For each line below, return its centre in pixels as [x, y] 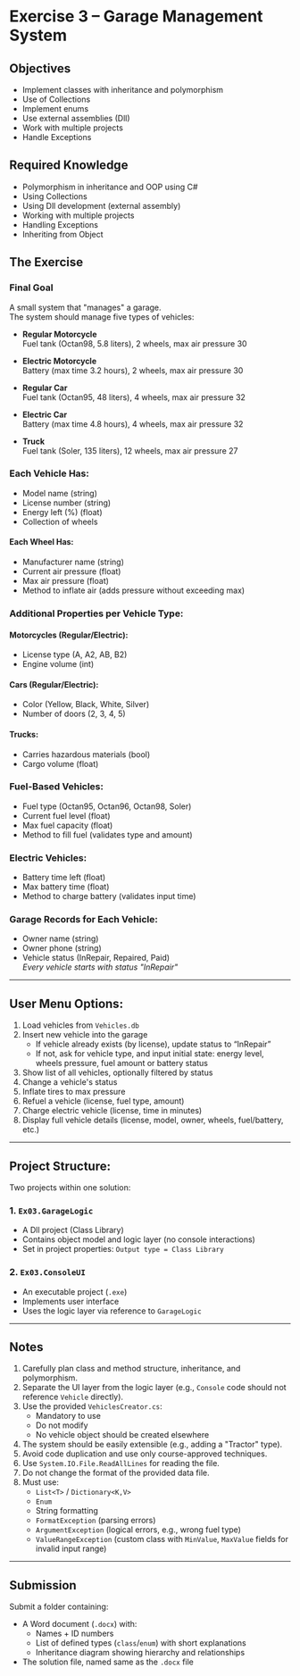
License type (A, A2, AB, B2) [75, 655]
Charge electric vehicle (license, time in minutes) [112, 1111]
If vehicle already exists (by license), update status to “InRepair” [153, 1044]
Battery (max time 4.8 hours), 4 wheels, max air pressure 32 [133, 424]
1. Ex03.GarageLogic [51, 1210]
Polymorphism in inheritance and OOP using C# [110, 187]
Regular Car [45, 388]
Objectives [40, 68]
